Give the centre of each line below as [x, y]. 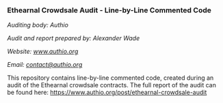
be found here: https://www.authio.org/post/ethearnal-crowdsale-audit [107, 92]
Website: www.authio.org [43, 51]
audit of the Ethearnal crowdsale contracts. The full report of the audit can [112, 85]
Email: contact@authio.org [45, 65]
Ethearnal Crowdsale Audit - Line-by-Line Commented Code [109, 10]
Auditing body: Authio [38, 25]
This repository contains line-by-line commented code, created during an [110, 78]
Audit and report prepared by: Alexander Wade [74, 38]
